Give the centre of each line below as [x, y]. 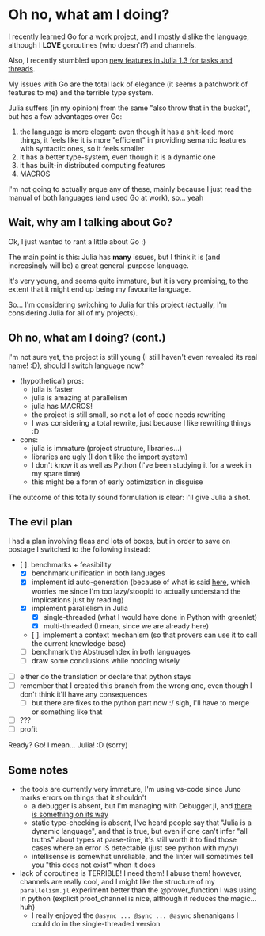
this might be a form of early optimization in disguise [117, 482]
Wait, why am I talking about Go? [91, 222]
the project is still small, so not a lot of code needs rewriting [129, 415]
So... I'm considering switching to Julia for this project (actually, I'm [118, 304]
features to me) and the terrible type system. [81, 92]
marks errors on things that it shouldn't [83, 797]
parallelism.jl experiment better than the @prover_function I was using [138, 890]
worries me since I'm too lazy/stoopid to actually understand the [136, 591]
